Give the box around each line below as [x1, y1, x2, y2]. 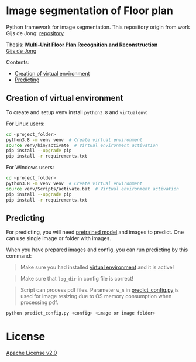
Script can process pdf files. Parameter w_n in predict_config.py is [20, 286, 180, 293]
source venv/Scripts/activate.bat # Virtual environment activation [6, 186, 180, 192]
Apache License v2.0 [6, 350, 57, 357]
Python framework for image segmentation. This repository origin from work [6, 23, 190, 30]
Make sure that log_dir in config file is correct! [20, 275, 133, 282]
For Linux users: [6, 120, 45, 127]
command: [6, 252, 32, 259]
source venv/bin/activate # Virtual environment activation [6, 142, 159, 148]
